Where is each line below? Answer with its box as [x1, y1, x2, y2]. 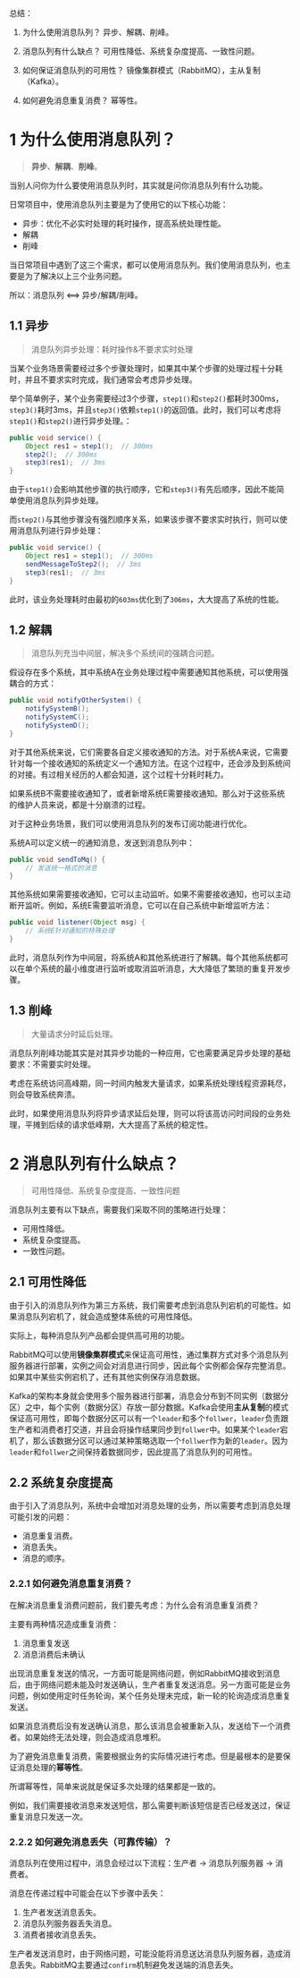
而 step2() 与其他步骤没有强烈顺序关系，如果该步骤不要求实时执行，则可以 [9, 514, 280, 525]
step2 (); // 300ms [25, 450, 98, 459]
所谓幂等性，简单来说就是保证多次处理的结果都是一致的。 [9, 1780, 221, 1792]
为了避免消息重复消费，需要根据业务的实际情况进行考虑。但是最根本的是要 [9, 1751, 283, 1761]
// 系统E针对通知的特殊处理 [25, 926, 115, 935]
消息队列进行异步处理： [16, 525, 104, 536]
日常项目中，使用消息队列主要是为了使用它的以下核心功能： [9, 199, 229, 209]
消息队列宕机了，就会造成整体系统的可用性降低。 [16, 1310, 197, 1322]
